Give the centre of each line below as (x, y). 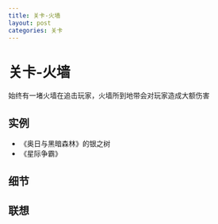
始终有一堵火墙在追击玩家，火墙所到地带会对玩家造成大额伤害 (109, 95)
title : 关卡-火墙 (34, 15)
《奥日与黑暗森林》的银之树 (65, 144)
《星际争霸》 (40, 154)
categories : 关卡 (36, 30)
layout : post (30, 23)
